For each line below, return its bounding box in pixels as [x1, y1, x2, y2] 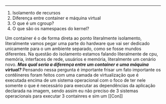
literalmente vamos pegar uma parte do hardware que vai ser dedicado [5, 41, 150, 46]
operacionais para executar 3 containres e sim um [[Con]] [5, 93, 123, 99]
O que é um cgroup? [12, 20, 54, 26]
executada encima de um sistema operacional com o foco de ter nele [5, 77, 146, 83]
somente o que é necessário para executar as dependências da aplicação [5, 83, 156, 88]
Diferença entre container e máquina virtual [12, 15, 101, 21]
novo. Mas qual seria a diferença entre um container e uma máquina [5, 61, 149, 67]
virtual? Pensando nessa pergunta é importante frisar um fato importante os [5, 67, 161, 72]
